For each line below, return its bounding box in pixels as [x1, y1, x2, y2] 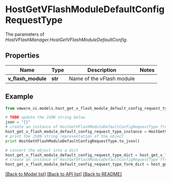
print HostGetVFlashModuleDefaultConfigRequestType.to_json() [5, 138, 140, 143]
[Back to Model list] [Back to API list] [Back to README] [5, 171, 122, 177]
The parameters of [5, 31, 45, 37]
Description [87, 66, 117, 73]
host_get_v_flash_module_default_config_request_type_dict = [5, 153, 138, 158]
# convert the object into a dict [5, 147, 79, 153]
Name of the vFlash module [69, 75, 135, 82]
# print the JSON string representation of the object [5, 134, 124, 139]
